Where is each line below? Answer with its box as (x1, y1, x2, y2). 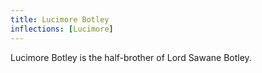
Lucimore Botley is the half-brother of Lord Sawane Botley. (10, 51, 252, 63)
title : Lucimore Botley (10, 14, 110, 25)
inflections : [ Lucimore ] (10, 24, 114, 34)
